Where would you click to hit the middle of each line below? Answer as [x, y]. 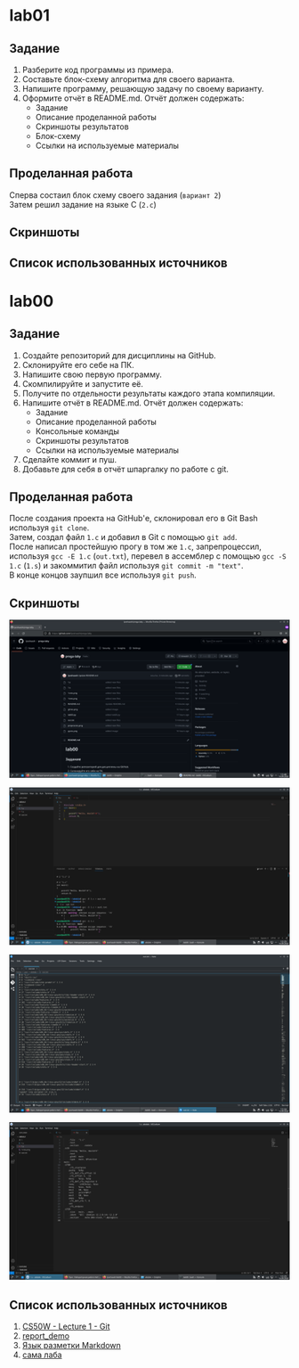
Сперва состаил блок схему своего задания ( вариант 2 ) [115, 195]
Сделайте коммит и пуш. [69, 459]
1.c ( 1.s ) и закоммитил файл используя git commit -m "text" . [126, 566]
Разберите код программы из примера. [98, 70]
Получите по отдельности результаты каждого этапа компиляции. [149, 393]
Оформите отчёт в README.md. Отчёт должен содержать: [133, 98]
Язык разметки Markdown [72, 1346]
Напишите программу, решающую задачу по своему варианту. [143, 89]
